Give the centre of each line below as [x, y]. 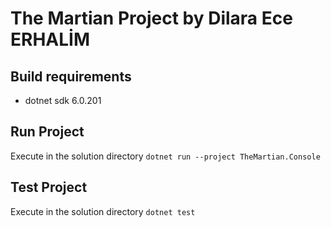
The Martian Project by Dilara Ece [151, 18]
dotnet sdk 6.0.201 [63, 100]
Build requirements [71, 76]
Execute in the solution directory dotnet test [103, 211]
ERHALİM [50, 39]
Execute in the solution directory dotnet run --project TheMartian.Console [165, 156]
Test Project [49, 187]
